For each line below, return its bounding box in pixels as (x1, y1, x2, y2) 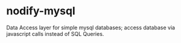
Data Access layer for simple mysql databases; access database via (6, 24, 176, 31)
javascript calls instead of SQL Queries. (6, 30, 104, 37)
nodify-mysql (6, 4, 75, 18)
